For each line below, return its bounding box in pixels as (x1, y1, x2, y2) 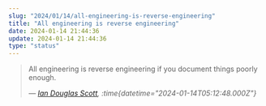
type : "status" (8, 42, 60, 50)
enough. (28, 73, 57, 83)
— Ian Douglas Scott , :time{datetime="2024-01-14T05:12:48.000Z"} (28, 88, 257, 98)
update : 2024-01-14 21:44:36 (8, 34, 107, 43)
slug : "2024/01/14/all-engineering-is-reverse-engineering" (8, 11, 217, 20)
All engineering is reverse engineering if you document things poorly (28, 64, 258, 74)
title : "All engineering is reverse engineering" (8, 19, 180, 28)
